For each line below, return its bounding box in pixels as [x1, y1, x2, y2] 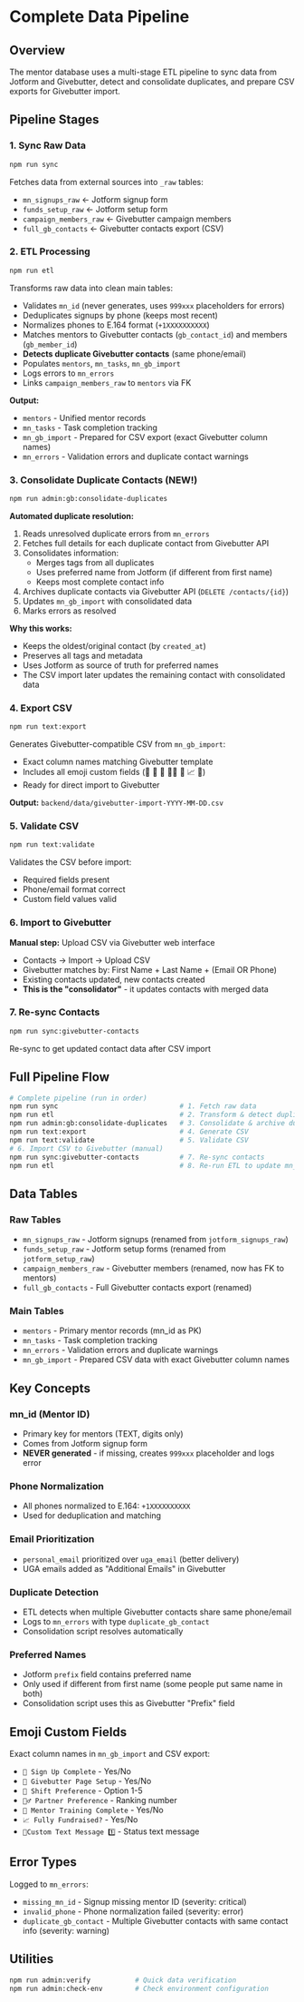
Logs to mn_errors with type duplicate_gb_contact [22, 1615, 210, 1626]
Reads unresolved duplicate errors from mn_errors [22, 528, 210, 539]
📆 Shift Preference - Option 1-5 [22, 1785, 143, 1796]
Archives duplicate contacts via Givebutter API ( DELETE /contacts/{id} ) [22, 585, 290, 596]
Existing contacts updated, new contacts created [22, 974, 205, 985]
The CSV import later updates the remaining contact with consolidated [22, 669, 286, 680]
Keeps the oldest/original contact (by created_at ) [22, 640, 206, 651]
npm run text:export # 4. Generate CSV [9, 1127, 249, 1136]
